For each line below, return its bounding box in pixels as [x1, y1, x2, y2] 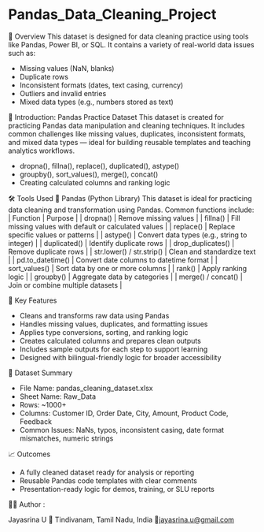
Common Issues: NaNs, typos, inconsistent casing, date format [19, 425, 225, 434]
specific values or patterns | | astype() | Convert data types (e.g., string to [8, 230, 247, 240]
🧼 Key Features [8, 296, 57, 305]
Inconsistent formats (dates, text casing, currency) [19, 80, 184, 90]
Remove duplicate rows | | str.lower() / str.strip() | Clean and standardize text [8, 247, 256, 256]
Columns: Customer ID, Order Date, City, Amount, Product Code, [19, 408, 229, 418]
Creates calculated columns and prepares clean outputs [19, 336, 202, 345]
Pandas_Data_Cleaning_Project [8, 6, 217, 24]
